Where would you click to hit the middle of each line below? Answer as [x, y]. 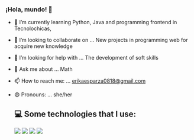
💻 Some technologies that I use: [75, 114]
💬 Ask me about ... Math [43, 69]
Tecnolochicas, [33, 28]
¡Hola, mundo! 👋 [29, 9]
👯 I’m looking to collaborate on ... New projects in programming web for [101, 40]
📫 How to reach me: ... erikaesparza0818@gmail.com [80, 81]
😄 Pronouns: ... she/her [43, 95]
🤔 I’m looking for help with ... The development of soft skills [86, 58]
